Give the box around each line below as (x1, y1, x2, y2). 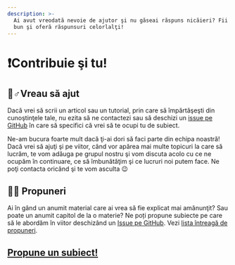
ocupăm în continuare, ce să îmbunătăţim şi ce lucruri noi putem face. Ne (7, 157, 220, 166)
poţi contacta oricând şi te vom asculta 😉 (7, 164, 129, 173)
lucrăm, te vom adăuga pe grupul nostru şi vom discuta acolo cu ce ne (7, 150, 212, 158)
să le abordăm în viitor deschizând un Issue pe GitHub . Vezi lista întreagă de (7, 219, 228, 227)
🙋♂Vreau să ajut (7, 87, 80, 99)
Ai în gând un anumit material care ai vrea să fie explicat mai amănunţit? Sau (7, 204, 229, 212)
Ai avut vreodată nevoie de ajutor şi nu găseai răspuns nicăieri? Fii (13, 17, 229, 24)
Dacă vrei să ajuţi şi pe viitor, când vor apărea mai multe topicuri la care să (7, 142, 223, 151)
